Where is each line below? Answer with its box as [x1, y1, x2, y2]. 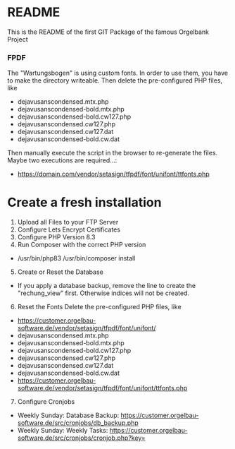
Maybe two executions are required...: [7, 156, 118, 164]
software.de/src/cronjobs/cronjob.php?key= [17, 433, 146, 442]
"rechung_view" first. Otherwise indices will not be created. [17, 289, 190, 297]
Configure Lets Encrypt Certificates [17, 225, 121, 234]
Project [7, 35, 28, 43]
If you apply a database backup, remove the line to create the [17, 282, 196, 290]
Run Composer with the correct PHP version [17, 241, 146, 249]
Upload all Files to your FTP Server [17, 218, 119, 227]
